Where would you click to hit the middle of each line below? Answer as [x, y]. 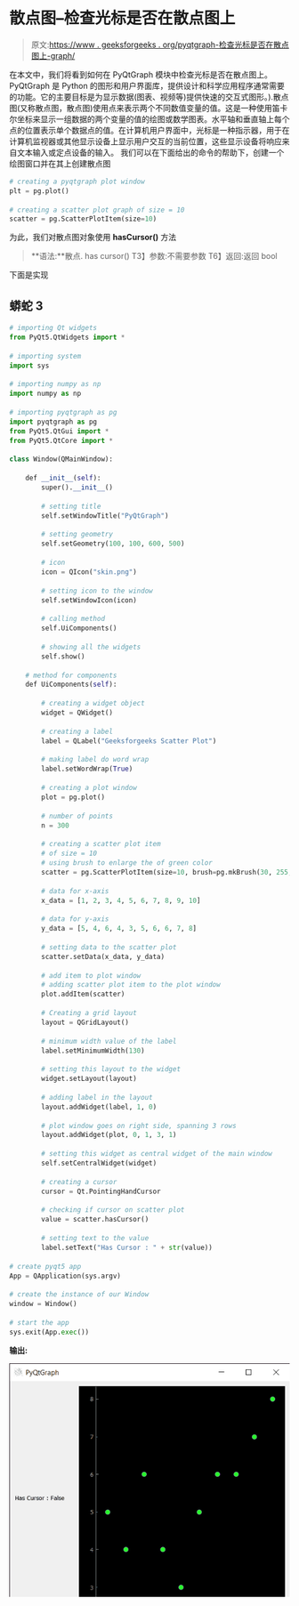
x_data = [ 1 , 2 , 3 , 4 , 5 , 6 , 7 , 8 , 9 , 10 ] [121, 900]
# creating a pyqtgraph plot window [77, 182]
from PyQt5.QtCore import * [61, 440]
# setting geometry [77, 535]
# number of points [77, 816]
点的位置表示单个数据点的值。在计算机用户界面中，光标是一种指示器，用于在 [149, 130]
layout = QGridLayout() [85, 1022]
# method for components [71, 675]
